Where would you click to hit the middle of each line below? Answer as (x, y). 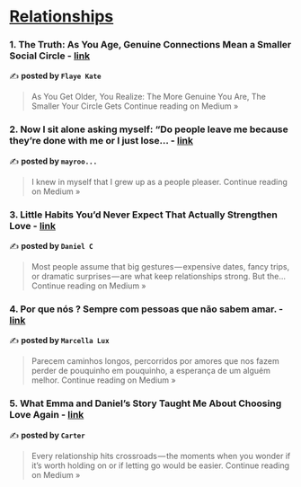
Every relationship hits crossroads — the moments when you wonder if (161, 456)
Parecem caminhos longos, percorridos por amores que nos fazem (155, 361)
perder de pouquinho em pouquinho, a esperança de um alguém (151, 371)
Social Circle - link (50, 56)
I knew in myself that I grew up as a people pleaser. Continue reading (159, 182)
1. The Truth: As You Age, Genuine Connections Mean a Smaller (150, 45)
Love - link (33, 226)
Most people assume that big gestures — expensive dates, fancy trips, (160, 267)
